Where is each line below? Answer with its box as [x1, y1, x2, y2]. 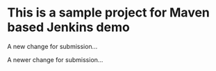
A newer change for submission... [7, 55, 103, 63]
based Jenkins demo [7, 19, 130, 35]
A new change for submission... [7, 42, 98, 50]
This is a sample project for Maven [7, 5, 210, 21]
